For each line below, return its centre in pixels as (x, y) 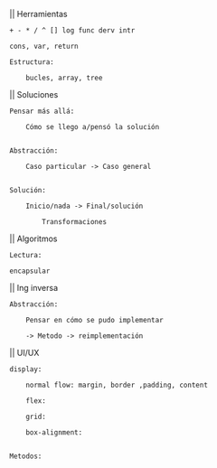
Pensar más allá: (42, 111)
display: (26, 370)
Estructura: (32, 62)
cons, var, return (44, 46)
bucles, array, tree (64, 78)
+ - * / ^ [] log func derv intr (72, 31)
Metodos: (26, 456)
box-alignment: (54, 433)
